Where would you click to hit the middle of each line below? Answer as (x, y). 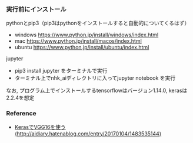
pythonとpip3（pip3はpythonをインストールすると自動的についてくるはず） (98, 23)
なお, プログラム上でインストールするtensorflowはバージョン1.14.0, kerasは (97, 91)
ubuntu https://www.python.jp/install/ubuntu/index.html (82, 47)
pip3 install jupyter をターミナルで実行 (61, 71)
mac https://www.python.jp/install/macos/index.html (78, 41)
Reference (21, 114)
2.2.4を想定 (20, 98)
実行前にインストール (36, 9)
